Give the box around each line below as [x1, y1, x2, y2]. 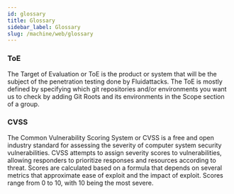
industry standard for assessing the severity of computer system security [7, 141, 222, 149]
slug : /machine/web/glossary [7, 30, 94, 38]
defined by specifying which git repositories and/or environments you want [7, 84, 227, 93]
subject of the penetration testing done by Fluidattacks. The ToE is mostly [7, 77, 223, 86]
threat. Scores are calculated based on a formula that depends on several [7, 164, 222, 172]
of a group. [7, 100, 40, 108]
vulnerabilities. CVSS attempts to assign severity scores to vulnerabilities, [7, 148, 222, 156]
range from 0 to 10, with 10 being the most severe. [7, 178, 154, 187]
